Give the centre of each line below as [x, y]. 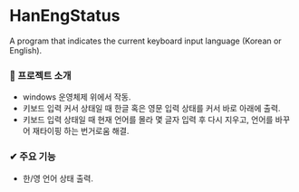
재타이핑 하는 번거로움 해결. [81, 131]
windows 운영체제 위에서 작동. [77, 97]
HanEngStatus [65, 16]
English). [26, 50]
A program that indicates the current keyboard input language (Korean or [146, 41]
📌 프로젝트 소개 [40, 75]
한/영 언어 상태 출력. [58, 178]
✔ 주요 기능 [33, 157]
